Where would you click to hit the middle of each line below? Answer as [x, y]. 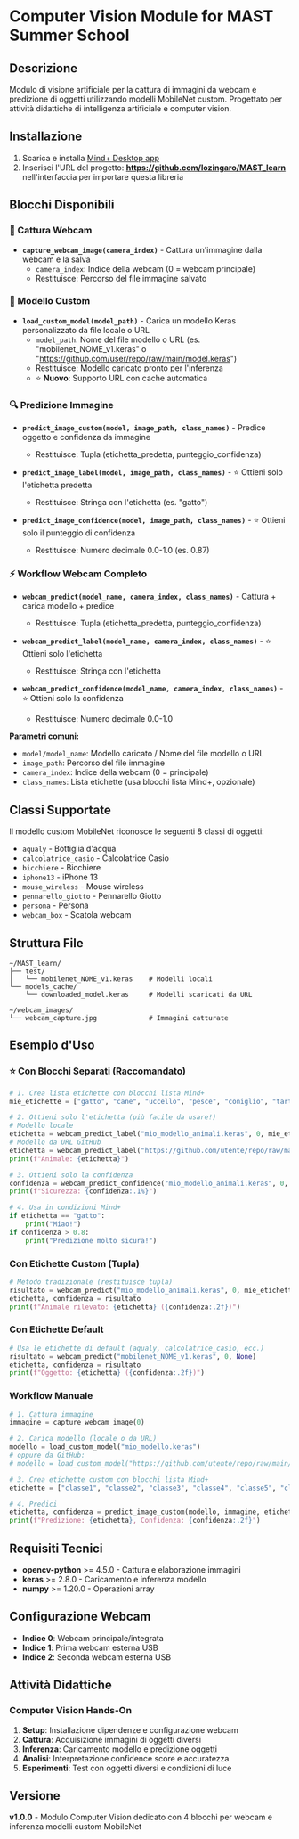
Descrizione [44, 68]
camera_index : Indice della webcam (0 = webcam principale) [145, 268]
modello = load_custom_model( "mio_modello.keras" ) [105, 1447]
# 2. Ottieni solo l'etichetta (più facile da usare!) [113, 1117]
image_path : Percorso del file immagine [93, 763]
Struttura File [46, 943]
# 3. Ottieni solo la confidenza [71, 1175]
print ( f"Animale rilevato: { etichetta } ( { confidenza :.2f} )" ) [125, 1307]
